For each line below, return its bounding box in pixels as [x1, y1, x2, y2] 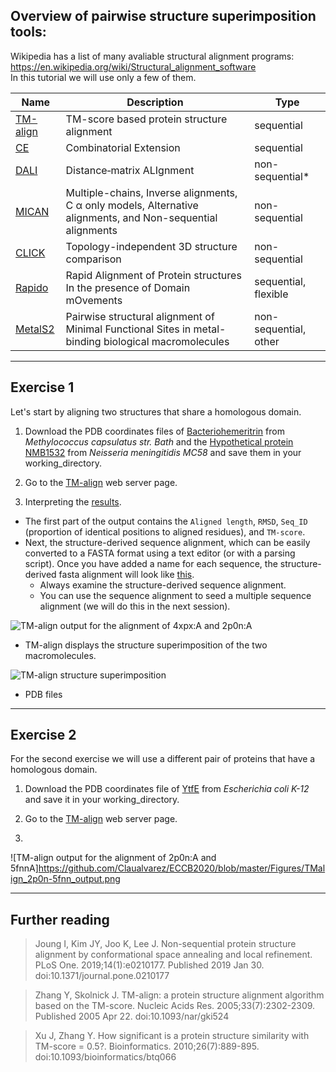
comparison [65, 252, 122, 266]
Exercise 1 [10, 379, 75, 396]
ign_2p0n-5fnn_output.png [10, 873, 121, 885]
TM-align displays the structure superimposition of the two [24, 639, 268, 651]
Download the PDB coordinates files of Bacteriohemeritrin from [24, 425, 285, 437]
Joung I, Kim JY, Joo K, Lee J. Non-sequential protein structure [34, 938, 297, 950]
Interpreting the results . [24, 495, 122, 508]
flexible [254, 287, 289, 301]
